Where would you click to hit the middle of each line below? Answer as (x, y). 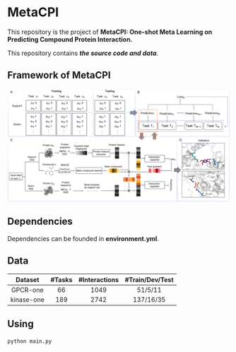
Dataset (27, 279)
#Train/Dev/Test (149, 279)
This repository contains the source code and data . (83, 53)
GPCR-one (28, 290)
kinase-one (27, 300)
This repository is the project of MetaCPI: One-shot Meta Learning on (110, 32)
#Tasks (61, 279)
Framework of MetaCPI (59, 75)
